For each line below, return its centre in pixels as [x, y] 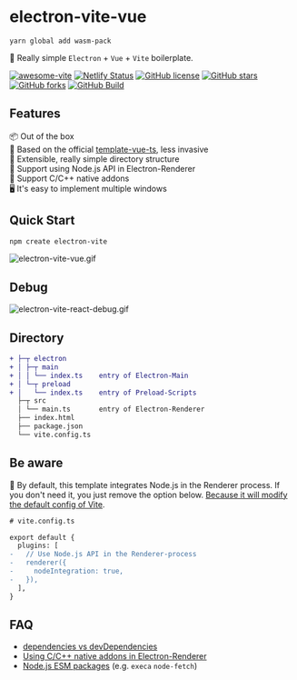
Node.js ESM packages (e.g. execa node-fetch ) [110, 666]
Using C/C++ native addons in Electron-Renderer [114, 656]
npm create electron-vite [58, 241]
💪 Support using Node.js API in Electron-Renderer [103, 168]
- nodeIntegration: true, [67, 571]
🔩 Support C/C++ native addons [69, 178]
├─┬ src [32, 401]
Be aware [36, 463]
